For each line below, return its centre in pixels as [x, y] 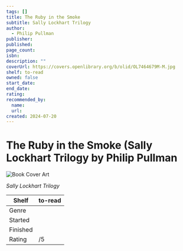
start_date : [21, 83]
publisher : [19, 39]
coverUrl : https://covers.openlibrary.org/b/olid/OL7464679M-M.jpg [91, 67]
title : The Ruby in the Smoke [43, 17]
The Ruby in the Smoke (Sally [79, 145]
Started [19, 220]
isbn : [13, 56]
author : [16, 28]
